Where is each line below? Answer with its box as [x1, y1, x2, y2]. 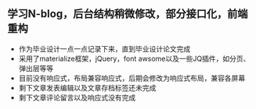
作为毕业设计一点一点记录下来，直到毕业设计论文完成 [18, 44, 191, 53]
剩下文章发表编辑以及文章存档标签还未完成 [18, 83, 157, 92]
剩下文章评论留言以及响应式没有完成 [18, 93, 136, 102]
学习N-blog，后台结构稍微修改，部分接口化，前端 [7, 7, 248, 21]
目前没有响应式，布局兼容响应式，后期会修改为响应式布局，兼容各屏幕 [18, 73, 246, 83]
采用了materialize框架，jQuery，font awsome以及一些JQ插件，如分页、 [18, 54, 251, 63]
